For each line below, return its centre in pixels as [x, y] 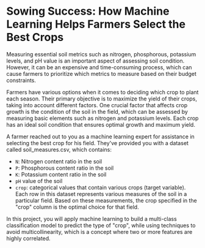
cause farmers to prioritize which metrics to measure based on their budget [102, 73]
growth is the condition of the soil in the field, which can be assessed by [97, 111]
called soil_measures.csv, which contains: [59, 149]
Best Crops [35, 37]
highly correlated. [28, 238]
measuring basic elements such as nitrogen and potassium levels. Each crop [103, 118]
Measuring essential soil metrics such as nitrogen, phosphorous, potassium [101, 54]
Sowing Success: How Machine [88, 11]
